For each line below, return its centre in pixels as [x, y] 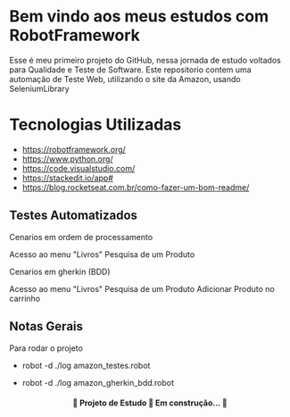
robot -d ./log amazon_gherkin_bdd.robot [98, 382]
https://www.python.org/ [67, 159]
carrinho [25, 298]
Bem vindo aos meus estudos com [139, 17]
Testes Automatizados [74, 216]
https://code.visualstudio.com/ [79, 168]
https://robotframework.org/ [74, 149]
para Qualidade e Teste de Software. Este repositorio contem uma [130, 70]
